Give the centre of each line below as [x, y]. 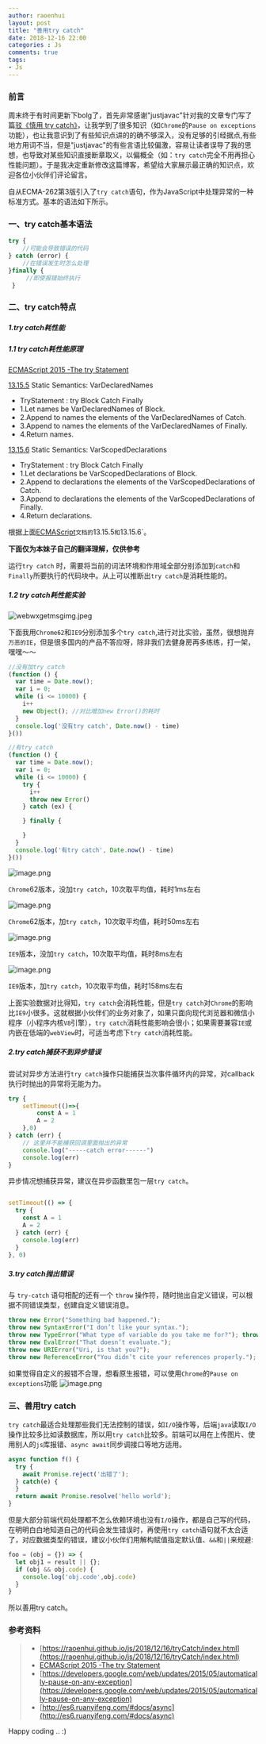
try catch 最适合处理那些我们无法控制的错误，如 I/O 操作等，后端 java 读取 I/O [132, 1424]
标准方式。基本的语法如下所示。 [60, 202]
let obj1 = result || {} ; [58, 1562]
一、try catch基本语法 [50, 224]
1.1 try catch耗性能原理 [46, 349]
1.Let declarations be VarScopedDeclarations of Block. [108, 473]
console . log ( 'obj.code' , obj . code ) [79, 1577]
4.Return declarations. [56, 515]
